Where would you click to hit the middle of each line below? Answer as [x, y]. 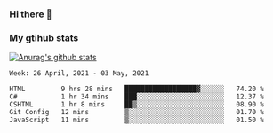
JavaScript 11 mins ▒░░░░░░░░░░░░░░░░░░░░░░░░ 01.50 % [137, 120]
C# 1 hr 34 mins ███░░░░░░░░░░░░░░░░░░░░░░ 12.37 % [137, 97]
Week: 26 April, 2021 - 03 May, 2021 [79, 74]
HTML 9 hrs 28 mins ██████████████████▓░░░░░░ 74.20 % [137, 89]
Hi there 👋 [31, 14]
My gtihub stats [44, 37]
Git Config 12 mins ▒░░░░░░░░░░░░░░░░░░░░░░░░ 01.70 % [137, 113]
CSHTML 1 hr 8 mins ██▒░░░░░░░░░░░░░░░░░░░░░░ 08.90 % [137, 105]
